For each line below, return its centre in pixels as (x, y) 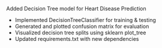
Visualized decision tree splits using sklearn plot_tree (80, 33)
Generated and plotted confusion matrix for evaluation (82, 26)
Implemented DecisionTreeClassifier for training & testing (85, 20)
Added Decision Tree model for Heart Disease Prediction (76, 9)
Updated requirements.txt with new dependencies (77, 39)
